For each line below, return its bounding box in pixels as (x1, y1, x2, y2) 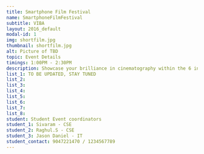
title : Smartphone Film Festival (6, 8, 91, 15)
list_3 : (6, 82, 26, 89)
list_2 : (6, 76, 26, 82)
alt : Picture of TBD (6, 49, 59, 55)
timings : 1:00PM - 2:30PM (6, 59, 72, 65)
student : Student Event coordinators (6, 116, 102, 122)
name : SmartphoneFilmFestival (6, 15, 83, 21)
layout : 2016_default (6, 25, 61, 32)
